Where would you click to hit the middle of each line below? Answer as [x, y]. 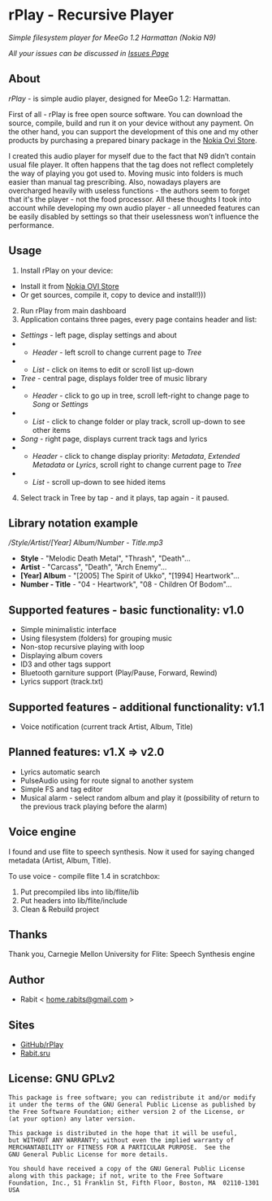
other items [51, 430]
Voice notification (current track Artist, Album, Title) [106, 727]
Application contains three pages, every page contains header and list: [138, 319]
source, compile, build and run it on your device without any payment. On [131, 123]
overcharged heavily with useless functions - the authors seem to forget [129, 190]
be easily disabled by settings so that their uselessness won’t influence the [134, 216]
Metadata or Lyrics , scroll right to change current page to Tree [137, 465]
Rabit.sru [35, 1053]
